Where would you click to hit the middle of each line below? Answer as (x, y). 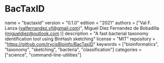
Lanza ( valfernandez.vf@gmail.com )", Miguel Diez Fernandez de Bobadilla (82, 28)
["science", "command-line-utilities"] (43, 55)
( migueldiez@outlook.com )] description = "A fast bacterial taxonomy (77, 33)
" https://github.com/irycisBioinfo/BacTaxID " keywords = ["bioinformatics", (82, 44)
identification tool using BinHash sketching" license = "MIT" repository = (80, 39)
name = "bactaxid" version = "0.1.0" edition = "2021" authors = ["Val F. (78, 23)
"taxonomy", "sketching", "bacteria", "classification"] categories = (73, 49)
